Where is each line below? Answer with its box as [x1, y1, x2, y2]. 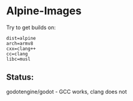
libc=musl [6, 56, 31, 62]
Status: [6, 72, 34, 83]
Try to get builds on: [6, 24, 56, 31]
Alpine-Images [6, 4, 82, 18]
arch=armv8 [6, 40, 34, 46]
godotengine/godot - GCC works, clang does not [6, 88, 127, 95]
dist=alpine [6, 35, 36, 41]
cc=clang [6, 50, 28, 57]
